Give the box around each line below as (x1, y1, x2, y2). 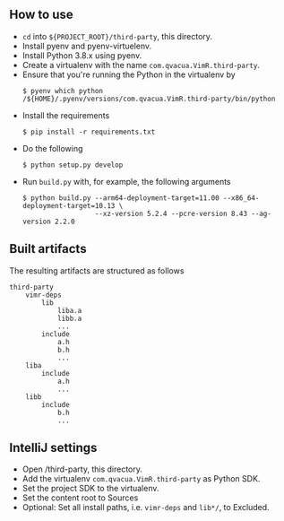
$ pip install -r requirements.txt (22, 127, 156, 136)
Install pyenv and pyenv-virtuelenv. (22, 40, 152, 51)
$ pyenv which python (22, 86, 103, 95)
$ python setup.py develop (22, 161, 124, 169)
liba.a (56, 306, 82, 315)
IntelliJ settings (9, 440, 98, 456)
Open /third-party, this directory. (22, 464, 143, 474)
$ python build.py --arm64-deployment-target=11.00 (22, 193, 219, 203)
